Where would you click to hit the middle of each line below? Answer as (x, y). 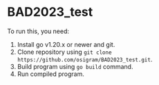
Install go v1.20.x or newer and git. (66, 44)
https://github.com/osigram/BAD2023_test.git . (85, 59)
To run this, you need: (38, 31)
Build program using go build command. (75, 66)
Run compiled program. (50, 74)
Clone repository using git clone (64, 52)
